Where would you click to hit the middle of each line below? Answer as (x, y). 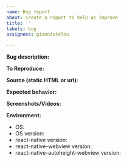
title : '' (19, 23)
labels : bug (21, 29)
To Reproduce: (25, 69)
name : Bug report (28, 12)
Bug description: (28, 57)
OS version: (29, 134)
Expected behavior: (32, 92)
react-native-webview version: (53, 146)
